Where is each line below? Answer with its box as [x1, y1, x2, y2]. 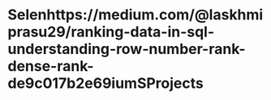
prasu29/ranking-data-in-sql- [7, 23, 215, 41]
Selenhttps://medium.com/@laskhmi [7, 6, 264, 24]
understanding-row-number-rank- [7, 40, 246, 58]
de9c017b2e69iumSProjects [7, 74, 204, 93]
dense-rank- [7, 57, 94, 76]
